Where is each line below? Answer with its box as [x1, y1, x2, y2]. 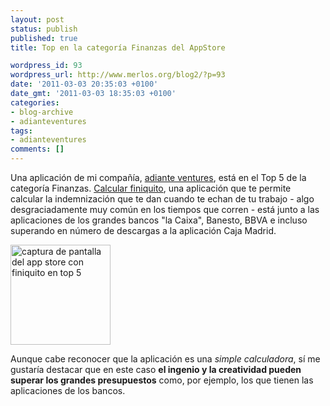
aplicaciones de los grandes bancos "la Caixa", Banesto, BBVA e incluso [10, 214, 308, 226]
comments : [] [10, 144, 65, 155]
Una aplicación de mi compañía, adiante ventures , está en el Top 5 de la [10, 172, 307, 183]
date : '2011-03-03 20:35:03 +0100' [10, 79, 159, 90]
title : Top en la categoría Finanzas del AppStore [10, 42, 226, 53]
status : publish [10, 24, 78, 34]
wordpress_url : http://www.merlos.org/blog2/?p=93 [10, 70, 226, 80]
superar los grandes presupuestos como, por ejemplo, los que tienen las [10, 374, 314, 386]
